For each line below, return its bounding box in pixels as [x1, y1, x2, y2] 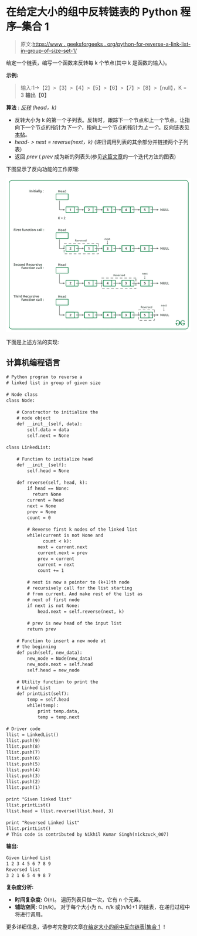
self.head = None [27, 468, 69, 474]
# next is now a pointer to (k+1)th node [27, 579, 130, 585]
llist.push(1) [6, 785, 41, 791]
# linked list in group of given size [6, 380, 101, 386]
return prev [27, 626, 57, 632]
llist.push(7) [6, 750, 41, 755]
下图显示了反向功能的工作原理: [6, 165, 80, 172]
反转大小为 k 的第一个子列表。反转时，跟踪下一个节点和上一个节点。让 [14, 116, 185, 123]
